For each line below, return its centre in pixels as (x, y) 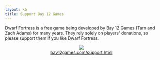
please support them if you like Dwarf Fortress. (52, 38)
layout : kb (16, 9)
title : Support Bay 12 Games (34, 14)
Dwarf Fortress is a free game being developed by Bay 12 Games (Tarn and (80, 28)
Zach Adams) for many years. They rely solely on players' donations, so (77, 33)
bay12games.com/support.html (81, 52)
